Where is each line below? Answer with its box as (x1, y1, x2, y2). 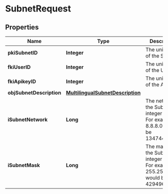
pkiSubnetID (7, 49, 38, 56)
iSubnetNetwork (7, 116, 48, 123)
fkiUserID (7, 63, 31, 70)
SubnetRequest (5, 3, 71, 14)
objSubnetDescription (7, 89, 61, 96)
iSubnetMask (7, 162, 40, 168)
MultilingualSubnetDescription (65, 89, 141, 96)
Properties (5, 23, 39, 31)
